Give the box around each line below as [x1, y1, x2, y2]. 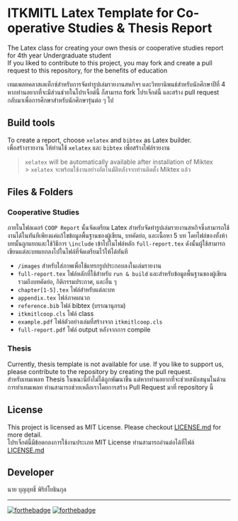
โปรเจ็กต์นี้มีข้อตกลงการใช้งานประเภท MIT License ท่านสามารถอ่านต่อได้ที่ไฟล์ [7, 438, 195, 446]
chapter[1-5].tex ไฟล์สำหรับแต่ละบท [17, 285, 115, 294]
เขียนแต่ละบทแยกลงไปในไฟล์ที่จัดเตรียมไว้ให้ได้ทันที [7, 247, 128, 256]
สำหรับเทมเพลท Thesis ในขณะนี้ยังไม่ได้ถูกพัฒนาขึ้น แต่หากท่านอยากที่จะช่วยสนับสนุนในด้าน [7, 375, 227, 383]
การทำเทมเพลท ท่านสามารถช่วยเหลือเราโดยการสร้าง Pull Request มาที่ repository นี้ [7, 383, 214, 391]
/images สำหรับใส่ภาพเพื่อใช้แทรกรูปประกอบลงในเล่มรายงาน [17, 261, 161, 270]
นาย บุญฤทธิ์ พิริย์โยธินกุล [7, 485, 67, 494]
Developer [7, 466, 55, 478]
